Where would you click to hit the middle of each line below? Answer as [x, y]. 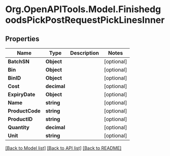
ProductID [20, 119]
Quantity [19, 127]
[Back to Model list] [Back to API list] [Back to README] [63, 148]
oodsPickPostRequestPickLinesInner [85, 20]
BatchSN [19, 62]
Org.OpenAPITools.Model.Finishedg [83, 9]
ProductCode [24, 111]
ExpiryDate [22, 94]
